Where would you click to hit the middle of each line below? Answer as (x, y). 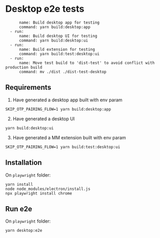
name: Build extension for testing (57, 49)
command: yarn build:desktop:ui (53, 40)
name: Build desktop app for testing (59, 23)
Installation (24, 163)
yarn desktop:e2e (24, 231)
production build (24, 67)
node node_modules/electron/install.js (48, 189)
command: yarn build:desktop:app (55, 27)
